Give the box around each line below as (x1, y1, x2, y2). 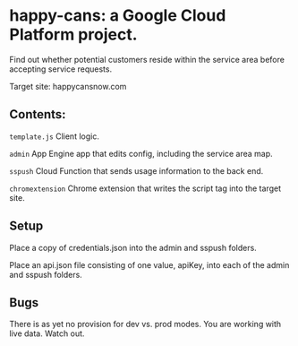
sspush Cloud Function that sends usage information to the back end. (9, 165, 264, 176)
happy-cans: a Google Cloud (9, 5, 226, 26)
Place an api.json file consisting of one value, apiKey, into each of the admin (9, 259, 290, 270)
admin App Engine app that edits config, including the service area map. (9, 148, 273, 159)
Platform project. (9, 24, 138, 45)
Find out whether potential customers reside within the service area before (9, 54, 285, 65)
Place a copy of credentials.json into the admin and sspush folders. (9, 242, 257, 253)
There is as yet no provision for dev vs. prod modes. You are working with (9, 319, 282, 330)
